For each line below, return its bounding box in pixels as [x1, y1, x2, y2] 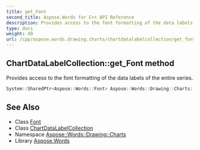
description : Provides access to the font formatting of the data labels [6, 20, 193, 26]
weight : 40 [6, 31, 33, 37]
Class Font [14, 118, 41, 125]
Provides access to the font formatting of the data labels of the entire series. [6, 74, 193, 81]
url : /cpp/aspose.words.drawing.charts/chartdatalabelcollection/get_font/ [6, 36, 198, 42]
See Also [6, 102, 40, 112]
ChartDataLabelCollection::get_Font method [6, 58, 174, 68]
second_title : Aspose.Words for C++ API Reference [6, 14, 135, 20]
